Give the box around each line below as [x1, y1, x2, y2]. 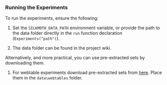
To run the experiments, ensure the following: [5, 15, 99, 21]
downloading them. [5, 60, 45, 66]
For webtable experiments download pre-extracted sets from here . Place [12, 70, 162, 76]
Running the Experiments [5, 4, 68, 11]
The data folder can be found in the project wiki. [12, 45, 112, 51]
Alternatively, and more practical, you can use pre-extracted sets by [5, 55, 145, 61]
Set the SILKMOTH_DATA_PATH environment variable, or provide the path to [12, 25, 161, 31]
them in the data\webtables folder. [12, 75, 83, 81]
